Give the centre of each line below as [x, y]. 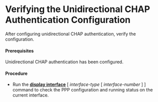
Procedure [16, 73]
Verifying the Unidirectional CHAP [78, 9]
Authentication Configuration [68, 20]
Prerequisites [20, 51]
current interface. [31, 95]
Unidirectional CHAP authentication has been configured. [64, 62]
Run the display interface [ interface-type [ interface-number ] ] [79, 84]
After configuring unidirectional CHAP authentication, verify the [71, 34]
